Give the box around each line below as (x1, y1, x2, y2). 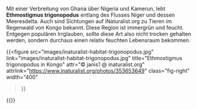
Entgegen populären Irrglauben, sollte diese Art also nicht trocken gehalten (6, 30, 192, 38)
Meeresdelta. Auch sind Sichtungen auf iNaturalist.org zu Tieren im (6, 18, 172, 24)
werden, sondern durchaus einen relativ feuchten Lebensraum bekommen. (6, 37, 190, 43)
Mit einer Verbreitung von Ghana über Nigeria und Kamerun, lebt (6, 5, 166, 12)
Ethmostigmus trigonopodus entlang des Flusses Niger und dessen (6, 11, 175, 18)
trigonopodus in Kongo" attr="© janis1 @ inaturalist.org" (6, 61, 145, 68)
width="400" (6, 74, 38, 80)
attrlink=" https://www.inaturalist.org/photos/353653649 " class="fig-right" (6, 67, 190, 74)
